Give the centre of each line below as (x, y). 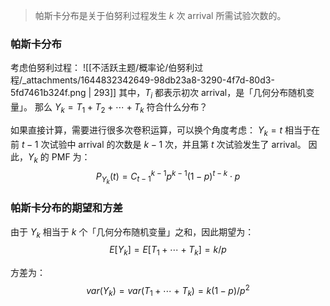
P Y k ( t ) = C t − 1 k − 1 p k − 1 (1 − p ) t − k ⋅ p (168, 177)
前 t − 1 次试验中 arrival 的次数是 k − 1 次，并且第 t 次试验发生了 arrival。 (158, 144)
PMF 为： (71, 156)
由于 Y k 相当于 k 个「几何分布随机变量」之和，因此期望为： (132, 232)
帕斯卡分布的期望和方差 (66, 208)
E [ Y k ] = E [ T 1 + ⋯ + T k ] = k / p (168, 251)
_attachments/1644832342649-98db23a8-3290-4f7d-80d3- (148, 80)
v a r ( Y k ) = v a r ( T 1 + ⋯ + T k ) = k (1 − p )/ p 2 (168, 291)
